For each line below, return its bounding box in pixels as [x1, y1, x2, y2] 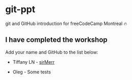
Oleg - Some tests [12, 69, 51, 75]
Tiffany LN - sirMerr [12, 59, 55, 65]
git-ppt [5, 4, 36, 15]
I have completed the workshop [5, 36, 108, 44]
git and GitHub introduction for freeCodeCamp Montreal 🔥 [5, 20, 127, 26]
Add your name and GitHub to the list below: [5, 49, 98, 55]
